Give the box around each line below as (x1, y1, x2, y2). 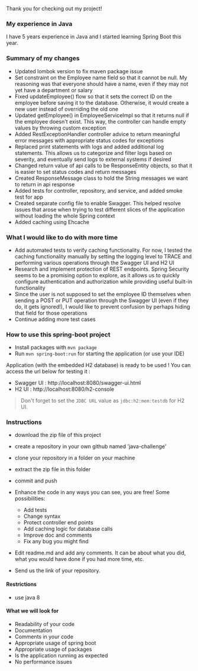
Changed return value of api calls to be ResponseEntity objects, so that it (14, 162, 193, 169)
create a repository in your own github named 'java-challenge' (14, 443, 167, 450)
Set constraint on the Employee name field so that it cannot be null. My (14, 74, 187, 81)
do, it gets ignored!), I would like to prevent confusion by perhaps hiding (14, 303, 190, 310)
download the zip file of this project (14, 432, 102, 439)
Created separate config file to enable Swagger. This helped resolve (14, 199, 181, 206)
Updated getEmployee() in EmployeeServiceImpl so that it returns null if (14, 112, 189, 119)
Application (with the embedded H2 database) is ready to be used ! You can (6, 362, 191, 369)
